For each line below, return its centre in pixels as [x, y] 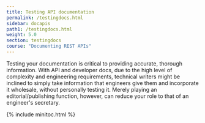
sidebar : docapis [28, 23]
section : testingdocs [34, 40]
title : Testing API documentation [50, 12]
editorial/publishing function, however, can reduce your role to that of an [98, 96]
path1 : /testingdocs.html [39, 29]
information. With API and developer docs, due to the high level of [89, 70]
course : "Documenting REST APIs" [49, 47]
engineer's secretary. [33, 102]
